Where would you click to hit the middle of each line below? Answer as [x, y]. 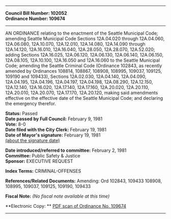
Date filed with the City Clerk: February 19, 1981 [56, 130]
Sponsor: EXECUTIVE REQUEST [39, 161]
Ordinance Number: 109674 [35, 19]
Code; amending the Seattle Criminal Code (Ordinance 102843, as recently [84, 66]
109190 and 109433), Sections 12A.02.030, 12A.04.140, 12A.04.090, [76, 76]
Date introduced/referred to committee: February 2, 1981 [66, 150]
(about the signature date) [33, 140]
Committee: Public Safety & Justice [43, 156]
